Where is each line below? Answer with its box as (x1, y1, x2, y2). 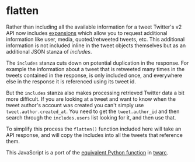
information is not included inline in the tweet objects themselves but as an (6, 42, 186, 49)
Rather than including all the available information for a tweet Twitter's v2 (6, 23, 182, 30)
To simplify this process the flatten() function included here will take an (6, 125, 182, 132)
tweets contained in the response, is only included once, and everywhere (6, 72, 183, 79)
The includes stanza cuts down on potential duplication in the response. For (6, 59, 189, 66)
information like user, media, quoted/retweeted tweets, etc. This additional (6, 36, 185, 43)
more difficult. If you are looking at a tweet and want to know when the (6, 95, 176, 103)
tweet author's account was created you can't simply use (6, 101, 144, 108)
